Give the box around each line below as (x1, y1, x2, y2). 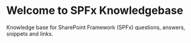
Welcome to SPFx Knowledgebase (6, 4, 184, 18)
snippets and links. (6, 30, 54, 37)
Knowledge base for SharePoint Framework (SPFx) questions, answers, (6, 24, 186, 31)
